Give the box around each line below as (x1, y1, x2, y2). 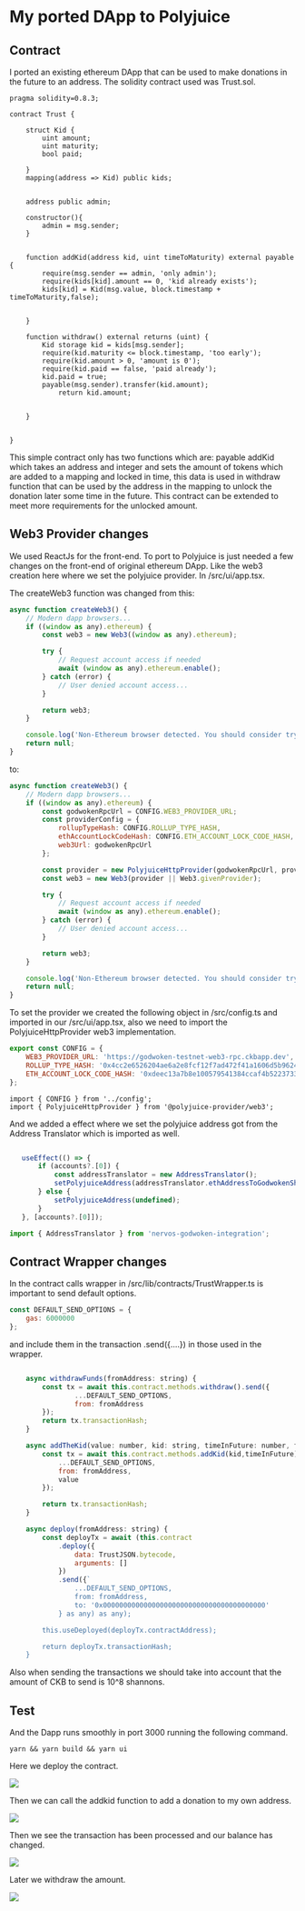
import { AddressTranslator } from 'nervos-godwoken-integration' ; (9, 1229, 271, 1238)
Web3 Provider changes (9, 526, 149, 542)
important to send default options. (9, 1288, 137, 1299)
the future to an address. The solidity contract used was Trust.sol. (9, 76, 256, 87)
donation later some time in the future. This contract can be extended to (9, 491, 279, 501)
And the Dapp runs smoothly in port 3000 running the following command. (9, 1727, 289, 1738)
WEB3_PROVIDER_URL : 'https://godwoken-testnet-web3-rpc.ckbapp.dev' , (25, 1053, 295, 1062)
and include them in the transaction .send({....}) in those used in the (9, 1338, 262, 1349)
